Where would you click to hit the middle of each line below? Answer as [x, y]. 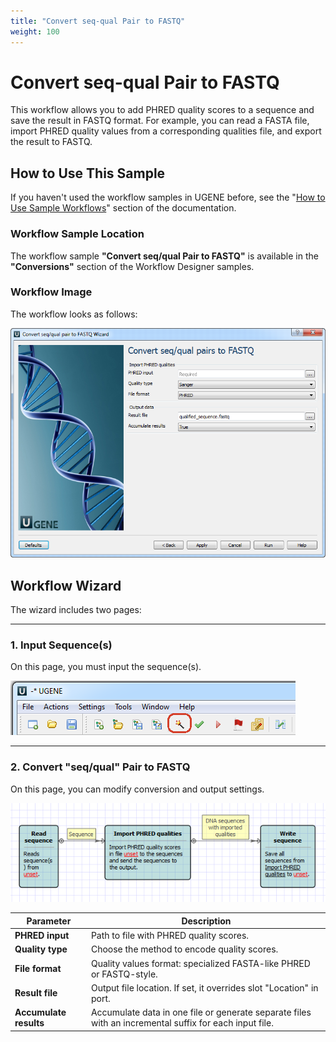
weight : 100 [35, 31]
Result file [36, 993]
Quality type [41, 949]
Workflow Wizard [66, 585]
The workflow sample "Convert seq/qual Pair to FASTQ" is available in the [164, 256]
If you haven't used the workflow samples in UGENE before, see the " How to [168, 197]
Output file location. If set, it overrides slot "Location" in [204, 987]
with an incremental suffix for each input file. [182, 1023]
